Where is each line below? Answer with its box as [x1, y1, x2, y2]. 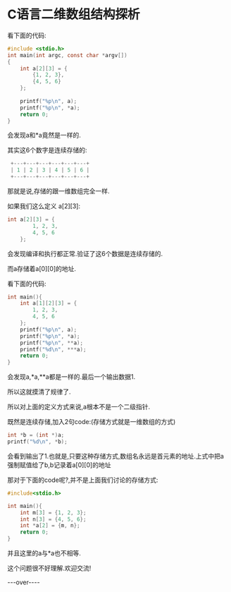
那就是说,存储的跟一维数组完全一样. [7, 187, 111, 195]
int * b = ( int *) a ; [7, 432, 65, 439]
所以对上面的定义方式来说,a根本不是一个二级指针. [7, 403, 150, 411]
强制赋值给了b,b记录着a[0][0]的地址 [7, 460, 111, 469]
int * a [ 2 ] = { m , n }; [20, 522, 80, 529]
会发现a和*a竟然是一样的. [7, 131, 81, 140]
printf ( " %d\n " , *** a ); [20, 346, 87, 353]
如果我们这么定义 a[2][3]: [7, 202, 81, 210]
